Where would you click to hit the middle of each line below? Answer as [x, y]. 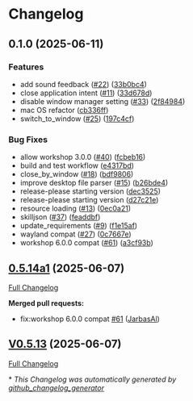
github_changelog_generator [57, 387]
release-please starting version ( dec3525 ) [90, 191]
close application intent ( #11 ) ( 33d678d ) [86, 93]
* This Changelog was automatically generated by [92, 379]
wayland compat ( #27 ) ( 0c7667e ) [76, 234]
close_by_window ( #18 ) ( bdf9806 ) [77, 174]
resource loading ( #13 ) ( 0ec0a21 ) [76, 209]
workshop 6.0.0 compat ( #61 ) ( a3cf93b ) [86, 243]
